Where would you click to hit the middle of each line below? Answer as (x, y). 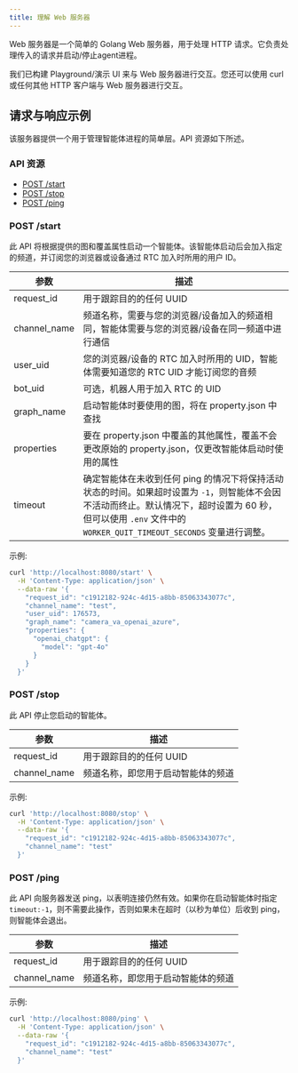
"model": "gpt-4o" (75, 647)
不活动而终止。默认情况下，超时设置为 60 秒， (180, 506)
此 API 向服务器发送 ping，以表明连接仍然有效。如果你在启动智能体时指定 (143, 898)
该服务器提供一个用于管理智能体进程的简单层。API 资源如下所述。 (129, 139)
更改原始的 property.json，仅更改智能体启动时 (179, 449)
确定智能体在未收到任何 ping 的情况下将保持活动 (183, 479)
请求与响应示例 (50, 116)
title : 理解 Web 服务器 (50, 17)
